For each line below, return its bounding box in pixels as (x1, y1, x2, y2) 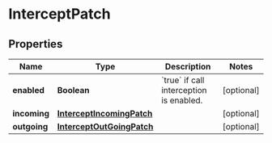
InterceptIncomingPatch (57, 108, 153, 119)
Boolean (57, 85, 91, 95)
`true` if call (161, 74, 205, 86)
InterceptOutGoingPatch (57, 121, 154, 132)
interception (161, 85, 208, 95)
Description (164, 61, 211, 72)
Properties (8, 37, 63, 51)
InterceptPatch (8, 5, 111, 23)
